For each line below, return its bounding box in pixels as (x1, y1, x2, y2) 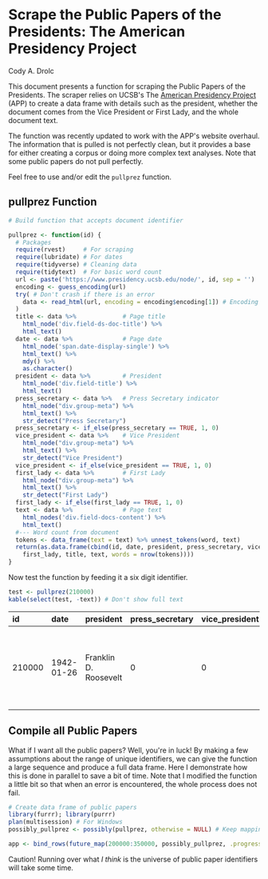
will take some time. (8, 862, 74, 873)
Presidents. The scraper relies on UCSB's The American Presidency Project (8, 90, 257, 99)
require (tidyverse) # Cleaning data (15, 261, 137, 269)
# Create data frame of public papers (8, 803, 137, 811)
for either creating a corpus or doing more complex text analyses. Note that (8, 148, 257, 158)
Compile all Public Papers (8, 724, 138, 737)
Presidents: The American (8, 22, 186, 41)
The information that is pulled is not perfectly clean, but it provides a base (8, 139, 251, 149)
